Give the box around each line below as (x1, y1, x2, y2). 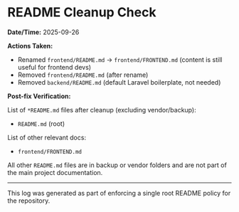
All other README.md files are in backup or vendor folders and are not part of (7, 161, 228, 169)
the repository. (7, 196, 51, 205)
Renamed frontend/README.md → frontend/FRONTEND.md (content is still (17, 55, 223, 64)
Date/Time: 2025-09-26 (7, 28, 80, 36)
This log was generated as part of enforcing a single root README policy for (7, 189, 231, 197)
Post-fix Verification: (7, 92, 71, 100)
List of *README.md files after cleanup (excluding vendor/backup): (7, 105, 197, 114)
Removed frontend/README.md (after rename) (17, 70, 149, 79)
